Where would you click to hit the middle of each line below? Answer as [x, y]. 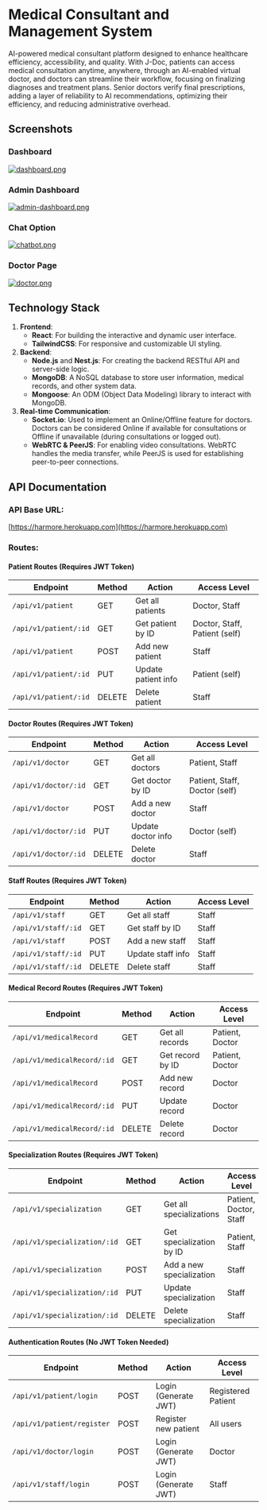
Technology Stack [54, 308]
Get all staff [149, 915]
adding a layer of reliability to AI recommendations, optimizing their [118, 95]
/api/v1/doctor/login [53, 1452]
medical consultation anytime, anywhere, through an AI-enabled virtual [124, 70]
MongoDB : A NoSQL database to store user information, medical [137, 377]
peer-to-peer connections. [75, 462]
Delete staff [149, 966]
